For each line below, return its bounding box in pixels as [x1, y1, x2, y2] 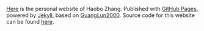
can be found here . [6, 18, 54, 25]
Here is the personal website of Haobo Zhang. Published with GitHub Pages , [6, 5, 199, 12]
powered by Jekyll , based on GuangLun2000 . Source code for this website [6, 12, 195, 19]
